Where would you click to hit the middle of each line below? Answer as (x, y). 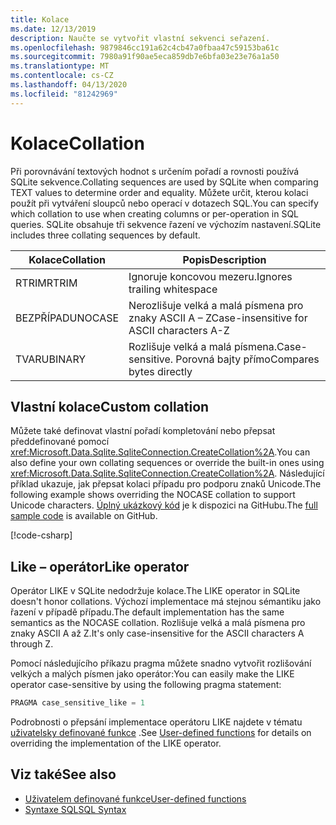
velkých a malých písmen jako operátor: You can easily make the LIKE (152, 674)
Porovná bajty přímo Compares (247, 359)
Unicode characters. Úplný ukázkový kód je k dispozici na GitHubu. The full (164, 505)
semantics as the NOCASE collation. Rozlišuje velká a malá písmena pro (158, 623)
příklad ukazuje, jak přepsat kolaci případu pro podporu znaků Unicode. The (166, 484)
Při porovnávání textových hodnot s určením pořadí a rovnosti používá (155, 171)
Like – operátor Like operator (100, 566)
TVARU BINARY (51, 359)
